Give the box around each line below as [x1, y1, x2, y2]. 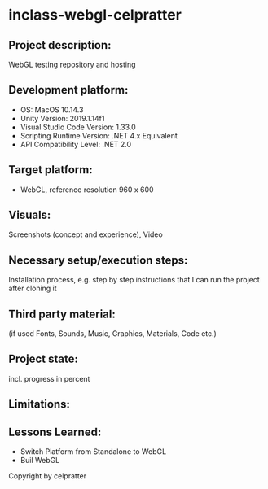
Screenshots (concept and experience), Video [8, 229, 163, 239]
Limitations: [8, 397, 71, 412]
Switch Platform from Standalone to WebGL [20, 447, 167, 456]
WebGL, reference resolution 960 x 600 [20, 185, 154, 194]
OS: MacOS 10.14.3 [20, 104, 84, 115]
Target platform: [8, 163, 93, 177]
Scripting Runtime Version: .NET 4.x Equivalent [20, 130, 178, 140]
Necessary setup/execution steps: [8, 253, 188, 267]
